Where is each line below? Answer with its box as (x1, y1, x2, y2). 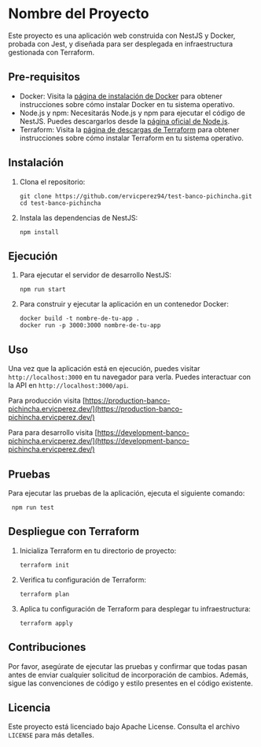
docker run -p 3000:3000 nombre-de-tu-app (19, 321, 161, 329)
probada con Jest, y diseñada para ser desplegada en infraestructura (8, 39, 233, 48)
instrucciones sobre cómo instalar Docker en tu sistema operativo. (19, 99, 235, 109)
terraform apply (19, 619, 73, 627)
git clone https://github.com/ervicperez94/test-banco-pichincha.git (19, 192, 253, 200)
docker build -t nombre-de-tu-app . (19, 314, 140, 323)
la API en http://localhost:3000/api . (8, 381, 129, 390)
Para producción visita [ (8, 396, 86, 406)
